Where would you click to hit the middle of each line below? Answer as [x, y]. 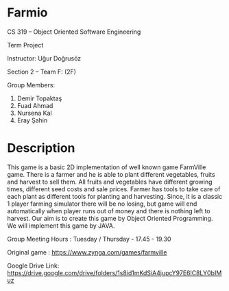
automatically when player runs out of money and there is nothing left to [109, 211]
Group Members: [31, 85]
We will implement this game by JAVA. [61, 226]
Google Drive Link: [33, 266]
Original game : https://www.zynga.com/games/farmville [87, 252]
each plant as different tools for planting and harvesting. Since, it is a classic [115, 196]
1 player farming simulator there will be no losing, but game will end [102, 204]
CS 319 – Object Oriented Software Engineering [74, 32]
